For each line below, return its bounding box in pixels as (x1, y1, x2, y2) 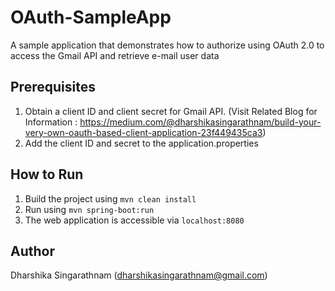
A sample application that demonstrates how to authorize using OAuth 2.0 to (10, 39, 325, 51)
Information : (24, 116, 78, 128)
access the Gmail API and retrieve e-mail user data (10, 49, 220, 61)
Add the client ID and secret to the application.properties (24, 137, 259, 149)
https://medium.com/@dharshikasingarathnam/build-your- (79, 116, 322, 128)
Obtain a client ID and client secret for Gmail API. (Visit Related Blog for (24, 105, 318, 117)
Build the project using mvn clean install (24, 192, 197, 205)
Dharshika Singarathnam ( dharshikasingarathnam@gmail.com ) (10, 269, 268, 281)
